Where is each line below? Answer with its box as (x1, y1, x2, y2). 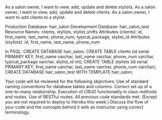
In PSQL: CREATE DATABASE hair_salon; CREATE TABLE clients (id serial (5, 48, 149, 54)
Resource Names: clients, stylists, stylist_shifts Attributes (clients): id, (5, 29, 143, 34)
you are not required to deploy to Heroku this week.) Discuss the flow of (5, 99, 148, 105)
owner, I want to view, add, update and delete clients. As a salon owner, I (5, 9, 150, 15)
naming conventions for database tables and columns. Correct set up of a (5, 84, 152, 89)
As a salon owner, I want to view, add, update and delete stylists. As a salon (5, 4, 156, 10)
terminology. (5, 109, 30, 115)
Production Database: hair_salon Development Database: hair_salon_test (5, 24, 149, 30)
